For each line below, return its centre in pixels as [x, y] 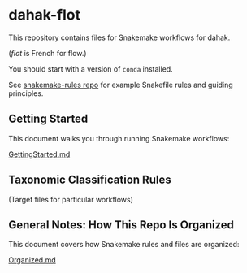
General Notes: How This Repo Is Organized [121, 225]
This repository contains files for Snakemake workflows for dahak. [119, 37]
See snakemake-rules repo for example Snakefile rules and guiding [121, 84]
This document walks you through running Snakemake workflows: [119, 138]
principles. [26, 93]
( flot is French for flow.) [48, 53]
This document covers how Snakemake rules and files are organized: [124, 245]
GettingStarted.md [39, 154]
